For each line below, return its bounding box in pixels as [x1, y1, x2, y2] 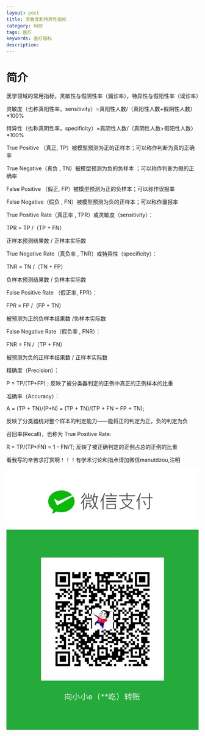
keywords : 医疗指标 [6, 35, 52, 42]
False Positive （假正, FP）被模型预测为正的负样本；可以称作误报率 [6, 185, 175, 192]
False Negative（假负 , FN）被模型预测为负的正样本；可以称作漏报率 [6, 198, 179, 205]
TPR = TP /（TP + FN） [6, 224, 65, 231]
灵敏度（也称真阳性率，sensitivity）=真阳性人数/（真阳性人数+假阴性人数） [6, 105, 196, 112]
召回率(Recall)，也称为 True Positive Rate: [6, 430, 112, 437]
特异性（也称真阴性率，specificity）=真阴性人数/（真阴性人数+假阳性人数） [6, 124, 196, 132]
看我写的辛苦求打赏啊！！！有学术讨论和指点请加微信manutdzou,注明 [6, 456, 181, 463]
